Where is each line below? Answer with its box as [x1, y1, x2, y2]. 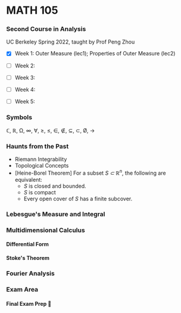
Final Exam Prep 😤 [6, 300, 52, 307]
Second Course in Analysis [6, 25, 86, 33]
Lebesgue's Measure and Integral [6, 210, 105, 218]
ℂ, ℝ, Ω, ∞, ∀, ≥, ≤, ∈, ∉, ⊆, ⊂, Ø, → [6, 127, 95, 134]
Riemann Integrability [14, 156, 67, 163]
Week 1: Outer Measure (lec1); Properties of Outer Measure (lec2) [14, 50, 176, 57]
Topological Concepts [14, 162, 69, 169]
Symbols [6, 113, 33, 121]
